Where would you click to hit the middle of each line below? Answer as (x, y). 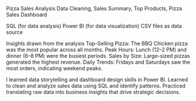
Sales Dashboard (27, 15)
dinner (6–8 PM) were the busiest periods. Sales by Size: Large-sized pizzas (98, 56)
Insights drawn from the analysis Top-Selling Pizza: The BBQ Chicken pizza (97, 43)
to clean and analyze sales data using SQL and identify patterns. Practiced (96, 86)
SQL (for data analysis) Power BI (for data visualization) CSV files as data (94, 26)
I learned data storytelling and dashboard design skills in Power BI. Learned (97, 79)
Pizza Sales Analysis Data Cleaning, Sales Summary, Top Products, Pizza (94, 8)
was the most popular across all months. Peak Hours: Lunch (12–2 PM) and (97, 50)
